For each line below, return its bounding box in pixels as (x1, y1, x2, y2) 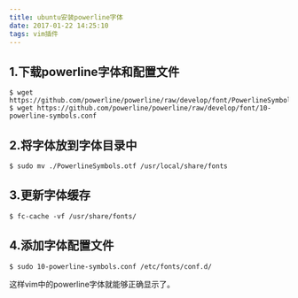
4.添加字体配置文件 (9, 238, 114, 253)
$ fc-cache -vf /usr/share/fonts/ (9, 211, 137, 221)
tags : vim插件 (9, 29, 59, 38)
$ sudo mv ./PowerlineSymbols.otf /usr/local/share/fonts (9, 162, 228, 171)
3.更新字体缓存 (9, 187, 91, 203)
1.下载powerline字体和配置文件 (9, 64, 180, 80)
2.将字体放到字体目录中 (9, 138, 137, 153)
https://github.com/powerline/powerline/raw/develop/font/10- (36, 103, 272, 113)
